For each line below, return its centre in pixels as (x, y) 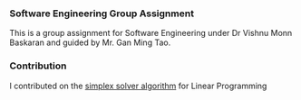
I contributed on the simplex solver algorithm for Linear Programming (138, 86)
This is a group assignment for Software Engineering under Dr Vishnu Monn (151, 33)
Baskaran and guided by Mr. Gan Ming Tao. (90, 42)
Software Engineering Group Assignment (102, 14)
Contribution (38, 66)
